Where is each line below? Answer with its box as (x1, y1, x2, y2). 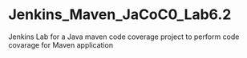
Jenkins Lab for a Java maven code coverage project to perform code (8, 32, 240, 41)
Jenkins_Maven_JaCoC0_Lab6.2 (8, 6, 232, 24)
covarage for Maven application (8, 40, 114, 49)
